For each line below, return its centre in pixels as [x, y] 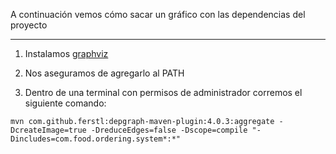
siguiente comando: [65, 103]
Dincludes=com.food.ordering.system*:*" [96, 139]
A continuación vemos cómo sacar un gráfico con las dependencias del [158, 14]
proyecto [29, 25]
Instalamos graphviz [66, 53]
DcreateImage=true [48, 130]
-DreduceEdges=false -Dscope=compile [169, 130]
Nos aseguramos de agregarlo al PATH [104, 73]
